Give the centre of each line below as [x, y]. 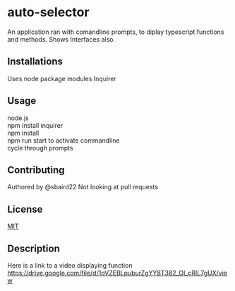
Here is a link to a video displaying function [70, 265]
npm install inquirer [35, 125]
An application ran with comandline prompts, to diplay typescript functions [116, 32]
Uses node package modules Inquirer [62, 78]
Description [34, 248]
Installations [35, 62]
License [25, 209]
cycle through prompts [40, 148]
